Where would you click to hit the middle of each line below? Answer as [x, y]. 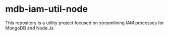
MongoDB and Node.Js [30, 28]
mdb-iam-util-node [47, 9]
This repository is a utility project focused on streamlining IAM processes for [85, 23]
